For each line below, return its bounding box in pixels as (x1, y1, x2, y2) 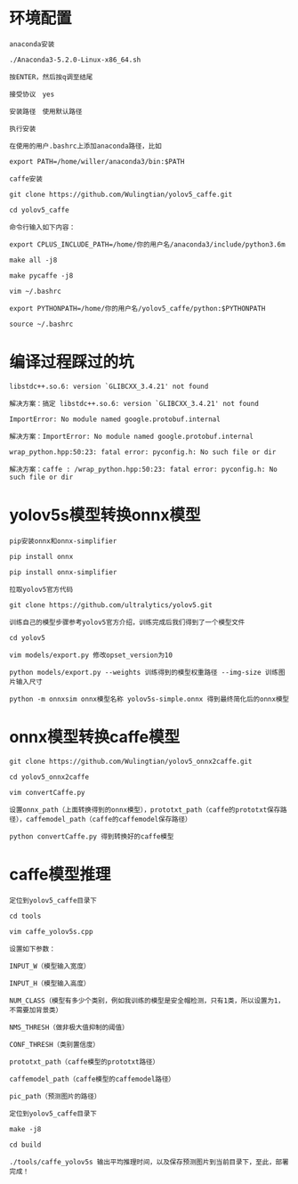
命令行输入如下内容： (9, 223, 76, 231)
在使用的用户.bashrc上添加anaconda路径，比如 (9, 142, 162, 150)
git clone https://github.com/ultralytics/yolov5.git (9, 600, 213, 610)
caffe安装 (9, 174, 43, 183)
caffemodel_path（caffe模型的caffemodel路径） (9, 1075, 175, 1083)
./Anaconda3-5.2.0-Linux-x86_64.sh (9, 55, 141, 64)
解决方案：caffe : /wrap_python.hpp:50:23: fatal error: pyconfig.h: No (9, 465, 278, 474)
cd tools (9, 912, 42, 920)
